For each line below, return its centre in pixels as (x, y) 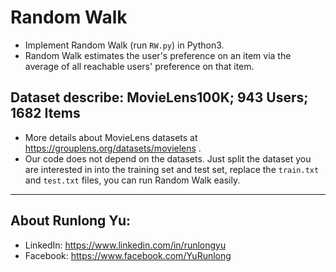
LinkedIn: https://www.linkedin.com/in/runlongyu (125, 245)
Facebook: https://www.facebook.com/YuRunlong (128, 255)
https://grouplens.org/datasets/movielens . (113, 148)
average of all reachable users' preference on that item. (139, 66)
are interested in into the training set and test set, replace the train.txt (172, 169)
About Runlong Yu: (70, 221)
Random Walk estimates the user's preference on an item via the (158, 55)
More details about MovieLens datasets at (111, 137)
